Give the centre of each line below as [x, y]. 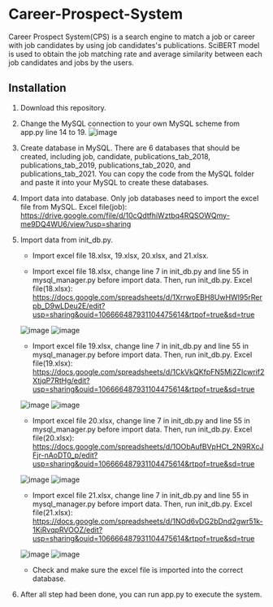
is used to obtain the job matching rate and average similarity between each [135, 54]
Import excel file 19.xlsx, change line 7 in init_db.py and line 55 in [141, 345]
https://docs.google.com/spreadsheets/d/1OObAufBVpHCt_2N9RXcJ [148, 446]
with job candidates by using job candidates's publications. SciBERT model [134, 45]
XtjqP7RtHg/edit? [61, 380]
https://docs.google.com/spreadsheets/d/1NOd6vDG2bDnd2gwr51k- [148, 521]
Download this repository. [63, 107]
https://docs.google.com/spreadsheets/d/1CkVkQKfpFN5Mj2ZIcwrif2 [148, 371]
